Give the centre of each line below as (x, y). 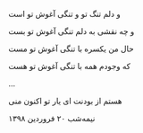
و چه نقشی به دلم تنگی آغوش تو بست (71, 31)
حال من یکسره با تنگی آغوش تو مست (71, 49)
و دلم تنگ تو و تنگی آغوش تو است (65, 14)
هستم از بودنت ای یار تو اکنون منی (65, 101)
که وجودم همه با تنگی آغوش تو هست (70, 66)
